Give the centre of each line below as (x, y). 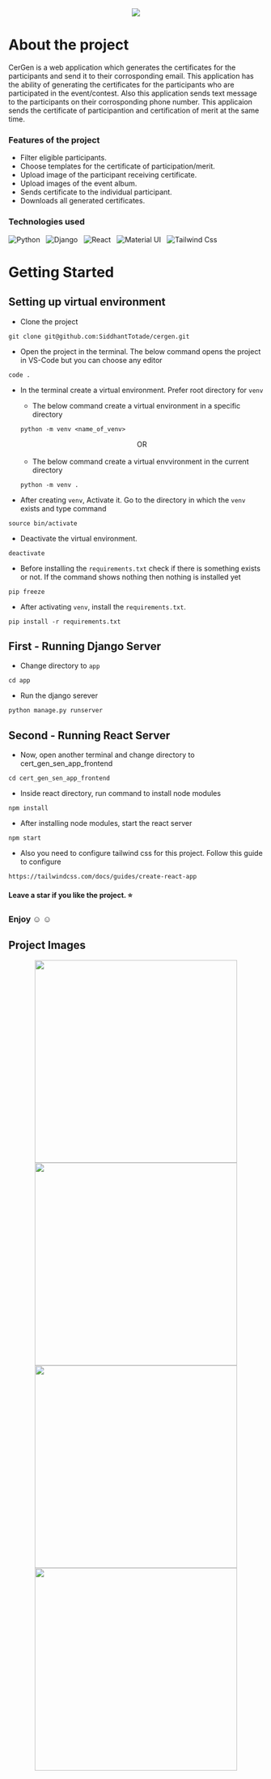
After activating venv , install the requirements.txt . (103, 606)
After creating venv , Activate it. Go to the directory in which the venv (133, 500)
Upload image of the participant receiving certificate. (108, 175)
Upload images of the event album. (78, 184)
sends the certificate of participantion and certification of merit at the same (134, 110)
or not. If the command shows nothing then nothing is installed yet (130, 577)
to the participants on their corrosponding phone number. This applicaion (131, 101)
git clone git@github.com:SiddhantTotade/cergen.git (99, 336)
